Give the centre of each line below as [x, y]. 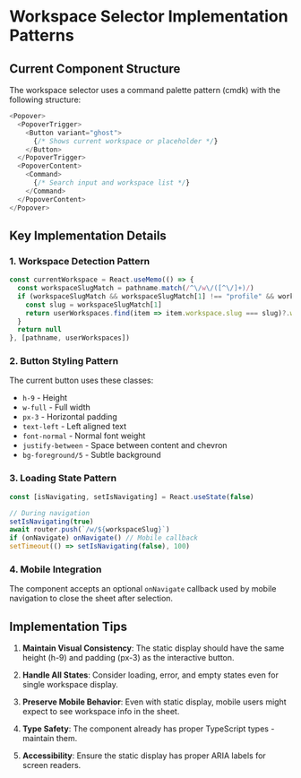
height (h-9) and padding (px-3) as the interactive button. [128, 658]
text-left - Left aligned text [74, 427]
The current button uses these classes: [82, 380]
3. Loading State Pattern [63, 479]
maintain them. [50, 739]
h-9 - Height [44, 398]
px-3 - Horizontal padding [70, 417]
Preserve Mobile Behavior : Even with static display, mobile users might [154, 702]
